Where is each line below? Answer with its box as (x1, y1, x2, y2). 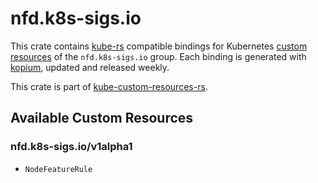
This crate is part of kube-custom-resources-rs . (10, 80, 208, 92)
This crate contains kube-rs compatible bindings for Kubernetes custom (10, 40, 308, 52)
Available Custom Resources (10, 110, 194, 127)
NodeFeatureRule (24, 164, 93, 174)
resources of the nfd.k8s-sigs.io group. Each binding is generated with (10, 50, 307, 62)
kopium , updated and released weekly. (10, 61, 170, 73)
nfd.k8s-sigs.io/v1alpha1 (10, 140, 133, 154)
